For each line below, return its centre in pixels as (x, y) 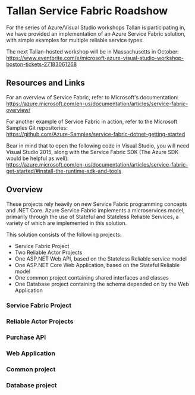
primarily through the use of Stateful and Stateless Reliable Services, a (93, 217)
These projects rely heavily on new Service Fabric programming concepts (97, 204)
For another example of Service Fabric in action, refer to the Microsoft (92, 121)
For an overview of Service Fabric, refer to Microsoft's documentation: (92, 97)
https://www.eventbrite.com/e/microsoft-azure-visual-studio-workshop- (95, 58)
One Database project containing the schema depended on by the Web (102, 284)
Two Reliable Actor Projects (48, 252)
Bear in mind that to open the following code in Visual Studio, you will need (98, 145)
